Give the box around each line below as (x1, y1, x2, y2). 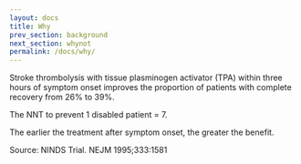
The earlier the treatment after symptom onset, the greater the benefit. (9, 127, 275, 138)
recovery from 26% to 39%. (9, 92, 115, 103)
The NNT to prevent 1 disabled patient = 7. (9, 109, 168, 120)
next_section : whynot (9, 38, 92, 48)
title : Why (9, 22, 51, 31)
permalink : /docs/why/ (9, 47, 96, 56)
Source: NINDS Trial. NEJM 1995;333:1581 (9, 145, 168, 156)
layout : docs (9, 13, 59, 23)
